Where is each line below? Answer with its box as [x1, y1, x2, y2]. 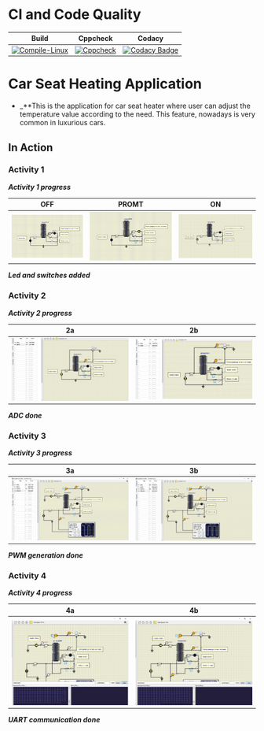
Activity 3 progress [8, 448, 72, 458]
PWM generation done [8, 551, 84, 560]
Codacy [137, 34, 164, 43]
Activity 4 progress [8, 588, 73, 598]
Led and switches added [8, 270, 90, 280]
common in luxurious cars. [19, 118, 106, 128]
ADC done [8, 411, 42, 421]
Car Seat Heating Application [8, 75, 202, 93]
